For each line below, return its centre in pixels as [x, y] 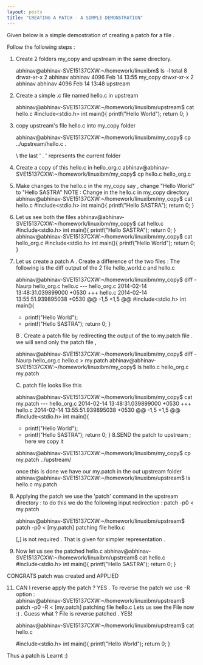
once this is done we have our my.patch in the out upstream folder [99, 471]
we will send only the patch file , [56, 342]
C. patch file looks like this [49, 385]
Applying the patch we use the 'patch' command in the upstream [97, 496]
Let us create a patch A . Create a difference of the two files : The [98, 261]
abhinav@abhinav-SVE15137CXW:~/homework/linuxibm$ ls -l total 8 [101, 70]
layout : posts [25, 12]
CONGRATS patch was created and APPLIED [63, 576]
